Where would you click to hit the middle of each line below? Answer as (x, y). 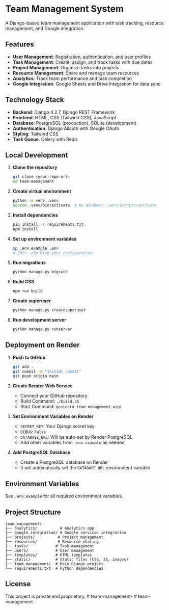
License (18, 584)
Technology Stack (35, 100)
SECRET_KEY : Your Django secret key (58, 427)
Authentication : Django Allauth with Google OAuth (66, 128)
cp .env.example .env (35, 248)
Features (20, 45)
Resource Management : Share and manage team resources (76, 73)
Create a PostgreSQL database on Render (64, 462)
